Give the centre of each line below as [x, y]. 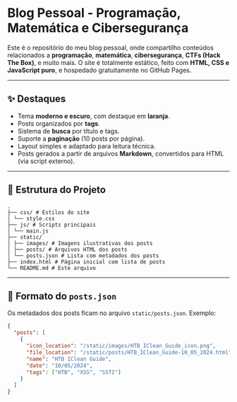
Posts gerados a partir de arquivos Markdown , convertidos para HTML [121, 153]
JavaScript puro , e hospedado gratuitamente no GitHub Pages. [99, 70]
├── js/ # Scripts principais [52, 225]
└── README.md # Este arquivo [52, 268]
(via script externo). [46, 161]
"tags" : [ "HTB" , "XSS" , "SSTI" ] [73, 372]
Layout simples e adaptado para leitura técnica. [86, 146]
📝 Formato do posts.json [62, 296]
